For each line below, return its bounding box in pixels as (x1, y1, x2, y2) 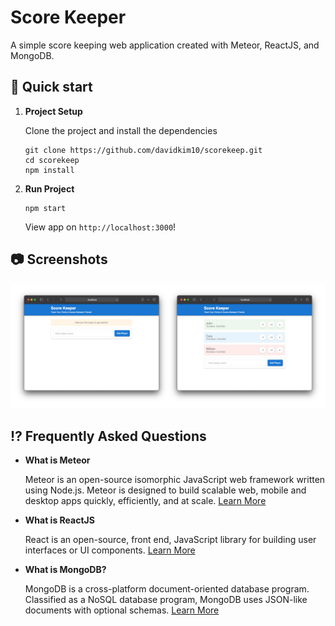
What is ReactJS (24, 514, 95, 526)
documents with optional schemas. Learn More (24, 604, 220, 616)
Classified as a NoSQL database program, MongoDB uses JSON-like (24, 594, 308, 606)
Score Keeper (10, 6, 127, 29)
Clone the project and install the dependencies (24, 124, 218, 136)
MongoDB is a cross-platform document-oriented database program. (24, 583, 310, 595)
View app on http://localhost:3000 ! (24, 221, 177, 233)
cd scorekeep (24, 155, 80, 165)
